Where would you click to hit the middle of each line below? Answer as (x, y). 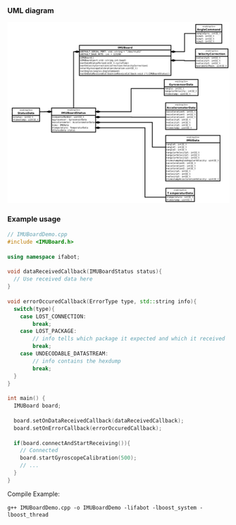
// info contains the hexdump (77, 361)
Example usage (34, 219)
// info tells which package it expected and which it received (129, 339)
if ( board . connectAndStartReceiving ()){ (72, 443)
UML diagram (31, 11)
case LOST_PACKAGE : (49, 331)
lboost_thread (28, 514)
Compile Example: (33, 494)
